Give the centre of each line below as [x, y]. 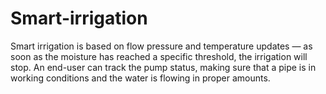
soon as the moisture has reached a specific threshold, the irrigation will [159, 56]
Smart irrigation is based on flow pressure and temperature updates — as [161, 46]
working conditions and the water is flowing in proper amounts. [140, 78]
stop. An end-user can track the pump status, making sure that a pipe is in [163, 67]
